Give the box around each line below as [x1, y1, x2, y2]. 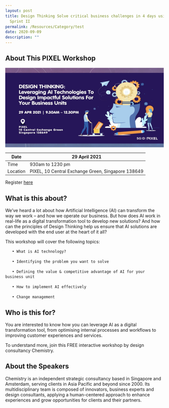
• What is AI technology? [12, 249, 66, 254]
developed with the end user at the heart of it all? [5, 229, 107, 235]
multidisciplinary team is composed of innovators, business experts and [5, 386, 154, 392]
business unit [5, 274, 35, 280]
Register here [5, 179, 33, 185]
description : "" [5, 35, 39, 40]
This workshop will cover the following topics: [5, 239, 100, 245]
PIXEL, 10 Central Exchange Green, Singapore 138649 [29, 168, 144, 174]
